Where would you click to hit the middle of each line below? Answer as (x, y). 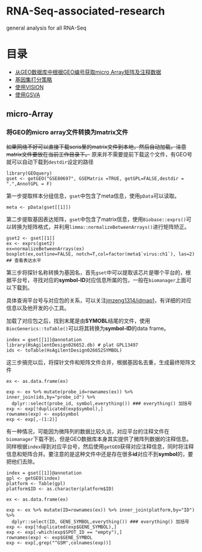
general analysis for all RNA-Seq (46, 28)
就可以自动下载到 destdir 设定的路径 (50, 162)
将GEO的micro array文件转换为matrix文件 (67, 132)
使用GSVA (27, 94)
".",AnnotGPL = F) (29, 184)
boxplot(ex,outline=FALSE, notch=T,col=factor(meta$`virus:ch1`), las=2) (101, 254)
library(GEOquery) (29, 173)
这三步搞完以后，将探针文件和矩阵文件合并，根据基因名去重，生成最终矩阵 (98, 362)
